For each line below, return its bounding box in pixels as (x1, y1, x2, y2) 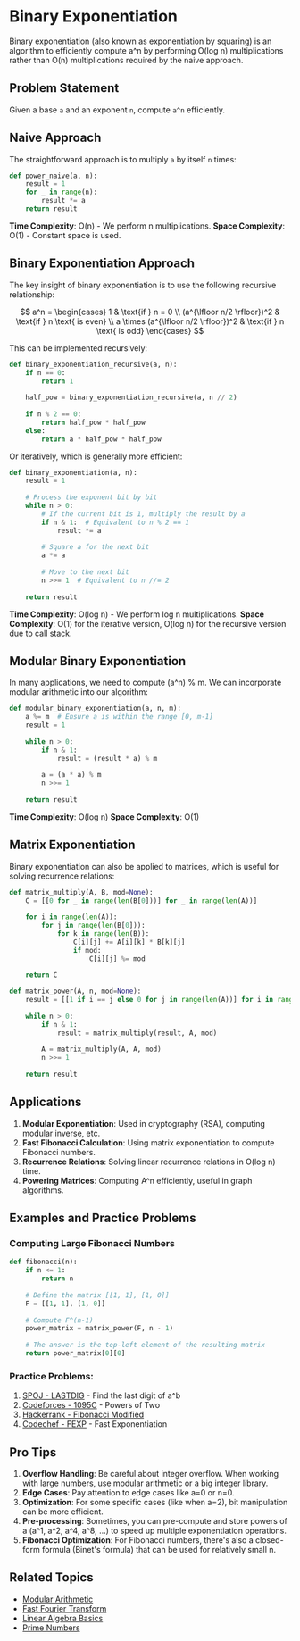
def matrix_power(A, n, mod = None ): (9, 987, 142, 996)
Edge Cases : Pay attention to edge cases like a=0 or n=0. (21, 1487, 235, 1497)
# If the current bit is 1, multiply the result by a (41, 509, 246, 519)
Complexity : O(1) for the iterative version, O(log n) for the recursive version (9, 618, 287, 629)
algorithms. (21, 1185, 64, 1195)
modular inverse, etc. (21, 1128, 101, 1138)
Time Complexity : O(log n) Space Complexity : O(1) (9, 811, 200, 822)
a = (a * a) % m (41, 771, 102, 779)
